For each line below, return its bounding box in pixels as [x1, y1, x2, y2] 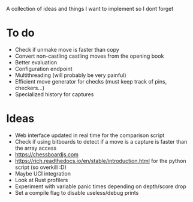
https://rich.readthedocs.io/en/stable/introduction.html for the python [14, 157, 187, 164]
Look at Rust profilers [14, 176, 68, 183]
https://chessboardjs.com [14, 150, 79, 158]
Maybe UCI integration [14, 170, 71, 177]
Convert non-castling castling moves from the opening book [14, 52, 164, 60]
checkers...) [14, 84, 45, 91]
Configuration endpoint [14, 65, 73, 72]
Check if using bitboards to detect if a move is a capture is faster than [14, 138, 188, 145]
